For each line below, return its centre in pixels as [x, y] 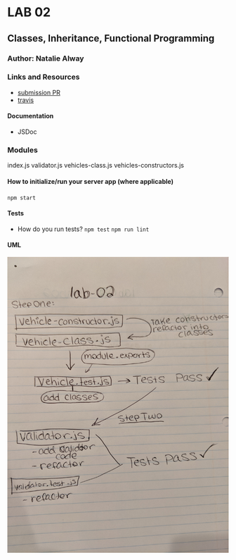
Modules [23, 150]
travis [25, 100]
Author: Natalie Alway [46, 58]
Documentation [31, 116]
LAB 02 [29, 12]
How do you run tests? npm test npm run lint [83, 229]
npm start [22, 198]
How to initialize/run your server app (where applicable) [91, 181]
